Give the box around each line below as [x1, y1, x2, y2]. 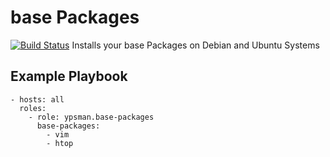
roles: [19, 103, 47, 113]
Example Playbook [10, 68, 128, 85]
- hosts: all [10, 94, 65, 105]
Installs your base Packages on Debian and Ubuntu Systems [71, 39, 320, 51]
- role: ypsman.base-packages [28, 112, 155, 122]
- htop [46, 138, 74, 148]
